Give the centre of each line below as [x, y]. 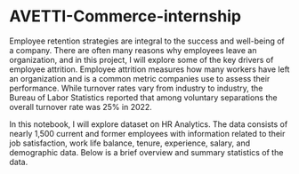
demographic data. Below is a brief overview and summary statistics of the [146, 152]
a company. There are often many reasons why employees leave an [133, 50]
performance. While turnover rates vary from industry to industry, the [136, 88]
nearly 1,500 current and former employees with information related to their [147, 133]
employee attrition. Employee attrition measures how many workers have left [149, 69]
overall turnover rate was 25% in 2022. [81, 107]
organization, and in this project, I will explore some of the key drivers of [141, 59]
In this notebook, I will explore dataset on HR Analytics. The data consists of [149, 124]
